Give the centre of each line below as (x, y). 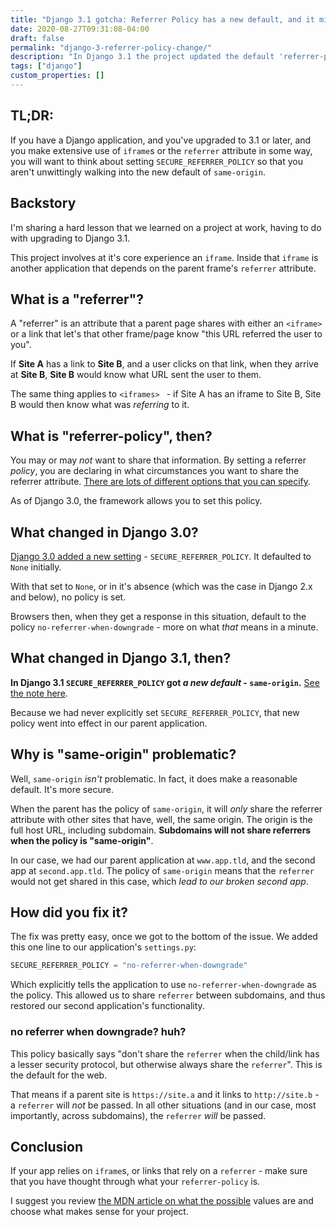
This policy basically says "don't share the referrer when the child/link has (165, 1053)
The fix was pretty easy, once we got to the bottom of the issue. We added (164, 937)
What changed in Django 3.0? (104, 532)
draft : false (37, 38)
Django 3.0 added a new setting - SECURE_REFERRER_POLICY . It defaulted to (161, 556)
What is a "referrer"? (77, 299)
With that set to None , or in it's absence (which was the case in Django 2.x (161, 586)
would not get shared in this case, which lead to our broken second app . (159, 881)
